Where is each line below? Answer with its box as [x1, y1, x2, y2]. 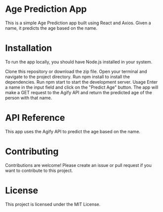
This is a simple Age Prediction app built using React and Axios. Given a [5, 20, 152, 26]
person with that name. [5, 95, 52, 101]
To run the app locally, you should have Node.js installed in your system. [5, 58, 152, 65]
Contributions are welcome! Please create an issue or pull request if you [5, 162, 152, 168]
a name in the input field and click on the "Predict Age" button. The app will [5, 84, 159, 90]
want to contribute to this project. [5, 167, 73, 173]
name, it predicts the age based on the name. [5, 25, 98, 31]
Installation [5, 43, 52, 54]
